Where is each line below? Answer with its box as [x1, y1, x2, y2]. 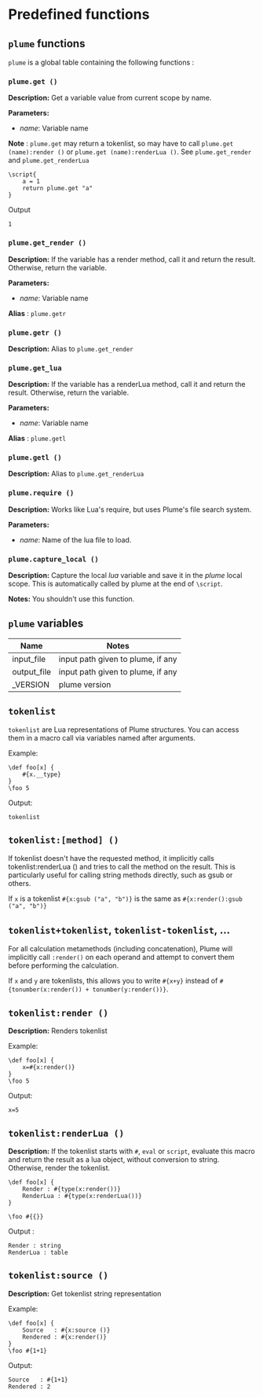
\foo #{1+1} [8, 1347, 47, 1355]
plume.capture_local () [8, 554, 100, 564]
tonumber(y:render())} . [92, 984, 169, 994]
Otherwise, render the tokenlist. [8, 1163, 111, 1172]
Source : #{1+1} [8, 1376, 68, 1384]
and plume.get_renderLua [8, 156, 89, 165]
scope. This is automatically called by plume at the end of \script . [8, 579, 224, 589]
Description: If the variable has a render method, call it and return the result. [8, 254, 256, 264]
